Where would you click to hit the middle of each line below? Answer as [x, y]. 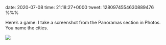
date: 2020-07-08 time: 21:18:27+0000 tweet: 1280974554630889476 [80, 7]
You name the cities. [27, 28]
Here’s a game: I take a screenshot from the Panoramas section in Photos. [83, 22]
